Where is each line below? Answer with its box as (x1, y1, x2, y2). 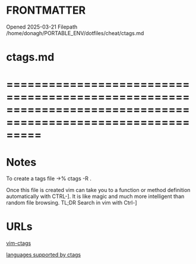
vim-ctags (6, 240, 31, 247)
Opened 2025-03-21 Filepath (6, 23, 78, 30)
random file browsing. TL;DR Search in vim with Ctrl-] (6, 199, 138, 206)
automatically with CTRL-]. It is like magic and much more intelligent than (6, 193, 185, 200)
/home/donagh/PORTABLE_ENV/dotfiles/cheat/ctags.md (6, 29, 144, 36)
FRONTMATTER (6, 4, 86, 17)
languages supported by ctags (6, 251, 81, 259)
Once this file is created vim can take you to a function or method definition (6, 187, 191, 194)
